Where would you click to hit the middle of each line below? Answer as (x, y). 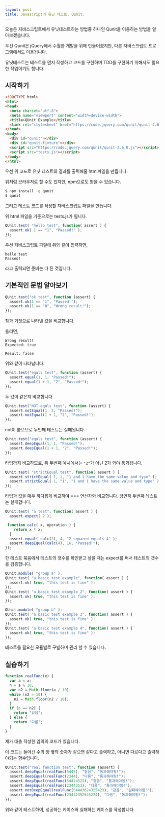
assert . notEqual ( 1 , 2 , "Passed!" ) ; (46, 410)
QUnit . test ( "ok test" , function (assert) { (50, 297)
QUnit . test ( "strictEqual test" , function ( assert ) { (62, 472)
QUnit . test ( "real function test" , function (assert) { (62, 767)
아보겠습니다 (17, 35)
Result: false (20, 354)
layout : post (18, 10)
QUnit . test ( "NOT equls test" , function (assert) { (58, 406)
